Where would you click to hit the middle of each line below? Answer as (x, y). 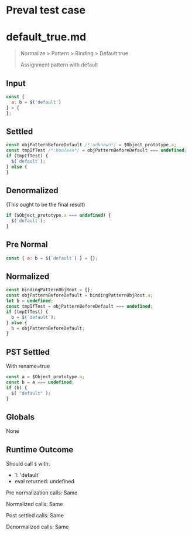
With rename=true (28, 366)
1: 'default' (27, 475)
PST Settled (28, 352)
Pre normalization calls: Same (42, 493)
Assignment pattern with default (59, 65)
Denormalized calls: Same (37, 527)
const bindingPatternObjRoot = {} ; (49, 290)
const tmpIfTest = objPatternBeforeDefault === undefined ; (80, 307)
